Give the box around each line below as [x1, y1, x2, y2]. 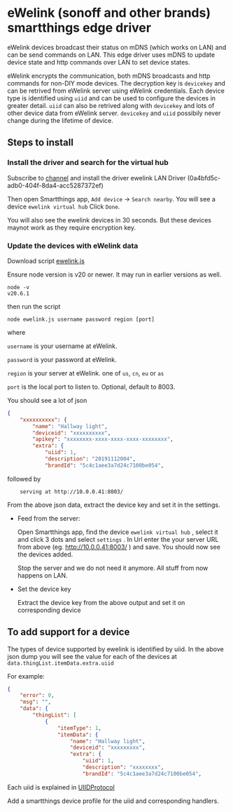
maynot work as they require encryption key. [7, 223, 136, 232]
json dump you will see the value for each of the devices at [7, 652, 177, 660]
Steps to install [7, 137, 73, 149]
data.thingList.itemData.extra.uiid [7, 660, 114, 667]
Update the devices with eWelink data [7, 241, 139, 251]
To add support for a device [7, 626, 130, 638]
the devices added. [17, 550, 73, 559]
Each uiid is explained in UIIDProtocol [7, 783, 115, 791]
